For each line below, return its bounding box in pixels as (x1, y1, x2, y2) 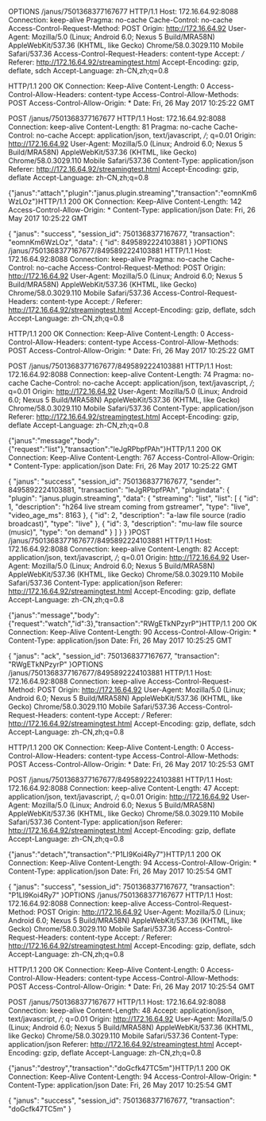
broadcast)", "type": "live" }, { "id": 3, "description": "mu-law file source (8, 519, 243, 528)
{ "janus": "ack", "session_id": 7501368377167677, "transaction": (8, 652, 220, 660)
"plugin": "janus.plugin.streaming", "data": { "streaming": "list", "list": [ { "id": (8, 493, 259, 503)
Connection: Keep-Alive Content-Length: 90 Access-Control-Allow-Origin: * (8, 628, 257, 636)
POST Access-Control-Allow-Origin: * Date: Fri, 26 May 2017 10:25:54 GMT (8, 982, 256, 991)
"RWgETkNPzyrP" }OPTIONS (8, 660, 103, 669)
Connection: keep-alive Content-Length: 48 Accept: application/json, (8, 1006, 234, 1015)
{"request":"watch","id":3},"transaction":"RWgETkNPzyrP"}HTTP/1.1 (8, 619, 230, 628)
